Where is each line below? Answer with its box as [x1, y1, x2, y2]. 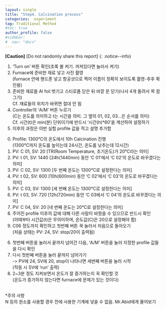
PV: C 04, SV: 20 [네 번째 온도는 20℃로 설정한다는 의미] [12, 204, 123, 210]
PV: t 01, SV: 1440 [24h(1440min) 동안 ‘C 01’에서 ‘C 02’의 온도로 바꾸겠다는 [12, 154, 161, 160]
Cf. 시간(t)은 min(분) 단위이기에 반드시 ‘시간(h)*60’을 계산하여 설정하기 [12, 119, 150, 125]
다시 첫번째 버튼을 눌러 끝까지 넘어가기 [12, 251, 87, 258]
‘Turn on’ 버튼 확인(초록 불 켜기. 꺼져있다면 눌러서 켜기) [12, 63, 119, 69]
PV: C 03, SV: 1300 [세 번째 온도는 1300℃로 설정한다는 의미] [12, 185, 132, 191]
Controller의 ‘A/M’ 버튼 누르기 [12, 107, 71, 113]
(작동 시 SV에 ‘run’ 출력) [12, 264, 59, 270]
